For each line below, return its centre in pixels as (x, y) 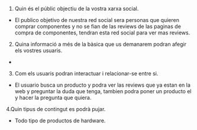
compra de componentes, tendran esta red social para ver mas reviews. (102, 33)
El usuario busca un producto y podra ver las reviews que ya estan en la (103, 85)
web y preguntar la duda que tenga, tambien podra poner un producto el (103, 91)
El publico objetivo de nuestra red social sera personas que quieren (97, 20)
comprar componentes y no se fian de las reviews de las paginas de (98, 26)
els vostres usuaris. (38, 50)
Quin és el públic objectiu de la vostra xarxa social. (77, 9)
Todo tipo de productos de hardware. (60, 121)
